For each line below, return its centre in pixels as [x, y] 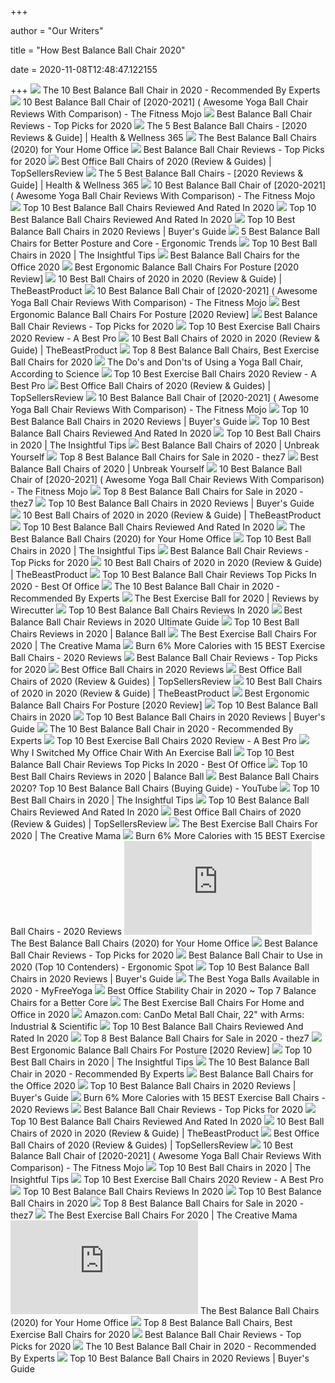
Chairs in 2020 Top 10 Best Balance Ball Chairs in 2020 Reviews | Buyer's [168, 717]
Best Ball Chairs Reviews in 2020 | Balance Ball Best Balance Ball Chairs [165, 776]
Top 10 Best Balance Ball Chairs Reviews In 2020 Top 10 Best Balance [172, 1191]
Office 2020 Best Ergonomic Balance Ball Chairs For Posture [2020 [155, 267]
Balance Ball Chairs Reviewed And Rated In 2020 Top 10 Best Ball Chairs [166, 433]
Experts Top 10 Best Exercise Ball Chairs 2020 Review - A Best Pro [153, 740]
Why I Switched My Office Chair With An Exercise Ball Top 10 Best [152, 752]
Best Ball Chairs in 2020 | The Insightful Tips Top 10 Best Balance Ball [160, 800]
